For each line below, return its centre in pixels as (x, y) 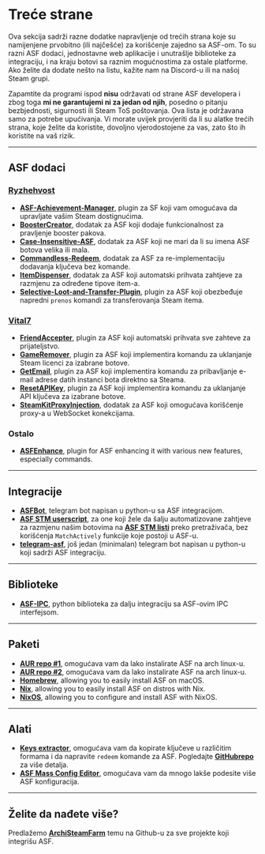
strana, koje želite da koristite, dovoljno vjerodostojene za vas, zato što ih (127, 127)
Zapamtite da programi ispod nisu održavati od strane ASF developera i (124, 93)
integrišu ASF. (31, 841)
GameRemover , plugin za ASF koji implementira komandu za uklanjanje (136, 354)
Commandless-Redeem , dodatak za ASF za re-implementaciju (122, 258)
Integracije (35, 491)
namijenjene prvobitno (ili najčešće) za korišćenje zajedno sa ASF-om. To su (132, 44)
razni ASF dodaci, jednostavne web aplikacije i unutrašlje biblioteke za (122, 53)
